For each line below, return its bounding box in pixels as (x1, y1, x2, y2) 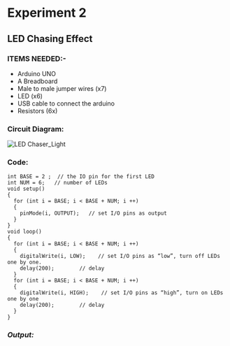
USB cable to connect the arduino (17, 99, 115, 108)
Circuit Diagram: (7, 124, 64, 134)
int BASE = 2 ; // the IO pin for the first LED (7, 173, 155, 180)
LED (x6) (17, 92, 43, 100)
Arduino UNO (17, 69, 57, 78)
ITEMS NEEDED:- (7, 54, 66, 64)
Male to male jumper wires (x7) (17, 84, 107, 92)
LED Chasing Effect (7, 33, 93, 45)
